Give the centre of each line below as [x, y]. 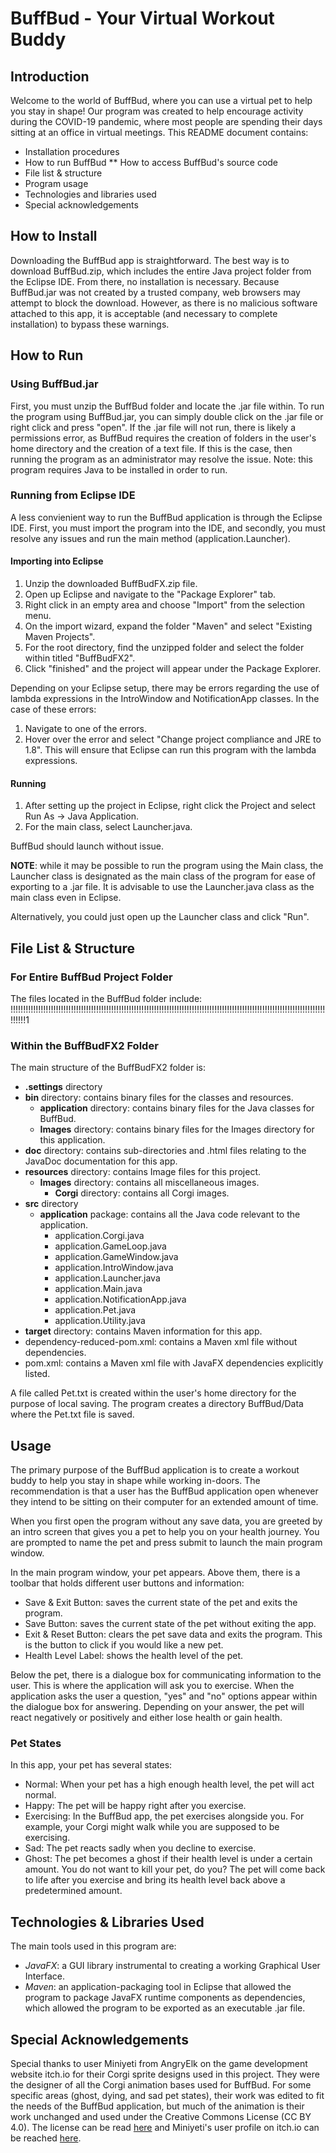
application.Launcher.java [107, 1278]
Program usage [56, 183]
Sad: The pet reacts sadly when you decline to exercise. [140, 1848]
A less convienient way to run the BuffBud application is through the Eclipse [166, 517]
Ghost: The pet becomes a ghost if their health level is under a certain [168, 1859]
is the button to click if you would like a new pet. [124, 1645]
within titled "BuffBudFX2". [80, 658]
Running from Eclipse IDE [73, 495]
